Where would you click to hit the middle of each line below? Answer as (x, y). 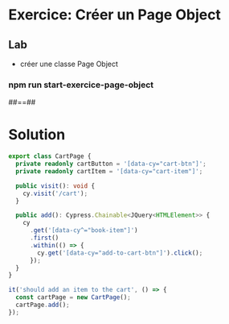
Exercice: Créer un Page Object (115, 15)
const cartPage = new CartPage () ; (73, 297)
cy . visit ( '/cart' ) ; (55, 193)
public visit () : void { (55, 186)
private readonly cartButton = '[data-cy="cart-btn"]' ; (111, 164)
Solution (37, 135)
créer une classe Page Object (69, 64)
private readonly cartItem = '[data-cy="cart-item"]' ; (109, 171)
